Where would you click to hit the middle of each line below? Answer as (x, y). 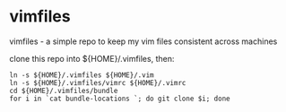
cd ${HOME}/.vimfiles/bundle (64, 90)
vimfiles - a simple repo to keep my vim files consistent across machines (143, 41)
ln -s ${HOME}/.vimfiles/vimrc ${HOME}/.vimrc (98, 82)
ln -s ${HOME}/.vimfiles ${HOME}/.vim (82, 75)
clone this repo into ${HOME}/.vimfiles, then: (92, 58)
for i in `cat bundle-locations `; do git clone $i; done (120, 99)
